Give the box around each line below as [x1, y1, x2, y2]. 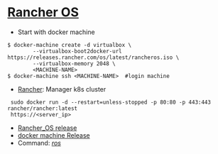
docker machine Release [17, 131, 90, 139]
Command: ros [17, 138, 62, 147]
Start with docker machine [17, 28, 95, 36]
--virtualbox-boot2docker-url [33, 48, 122, 55]
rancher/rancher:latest [7, 104, 78, 112]
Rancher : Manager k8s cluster [17, 84, 107, 93]
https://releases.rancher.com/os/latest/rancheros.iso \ [7, 54, 180, 61]
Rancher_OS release [17, 123, 77, 132]
